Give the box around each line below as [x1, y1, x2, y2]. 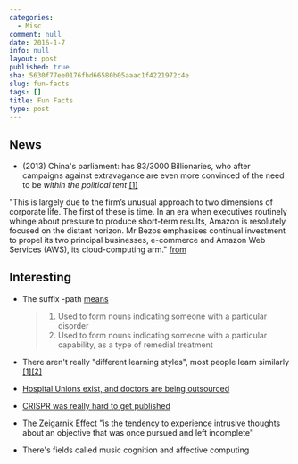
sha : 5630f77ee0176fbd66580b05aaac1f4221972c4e [9, 71, 190, 80]
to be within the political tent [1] [21, 180, 138, 191]
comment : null [9, 29, 62, 38]
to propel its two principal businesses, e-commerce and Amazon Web [9, 235, 266, 246]
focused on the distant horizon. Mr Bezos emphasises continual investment [9, 225, 286, 236]
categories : [9, 12, 54, 22]
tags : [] [9, 87, 42, 96]
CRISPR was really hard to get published [21, 400, 171, 411]
